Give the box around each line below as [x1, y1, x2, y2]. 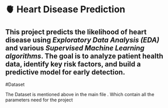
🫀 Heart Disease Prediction [5, 4, 125, 15]
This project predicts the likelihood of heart [5, 27, 147, 36]
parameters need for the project [5, 97, 73, 103]
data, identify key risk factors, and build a [5, 60, 141, 68]
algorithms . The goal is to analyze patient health [5, 51, 163, 60]
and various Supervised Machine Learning [5, 44, 145, 52]
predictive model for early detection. [5, 67, 125, 77]
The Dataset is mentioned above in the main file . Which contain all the [5, 92, 155, 97]
